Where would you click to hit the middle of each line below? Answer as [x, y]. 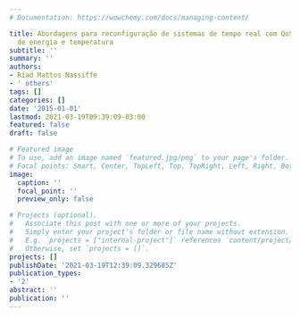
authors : [25, 67]
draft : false [33, 133]
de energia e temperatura [66, 42]
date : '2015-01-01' [46, 108]
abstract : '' [33, 290]
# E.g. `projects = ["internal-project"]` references [115, 240]
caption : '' [40, 183]
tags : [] [25, 92]
